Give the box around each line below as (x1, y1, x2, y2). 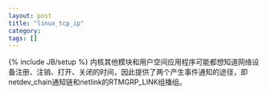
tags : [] (8, 34, 38, 43)
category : (8, 27, 42, 35)
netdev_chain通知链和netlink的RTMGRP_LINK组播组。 (8, 77, 187, 87)
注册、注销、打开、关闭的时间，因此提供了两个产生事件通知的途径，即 (14, 67, 248, 77)
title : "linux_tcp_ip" (8, 19, 84, 27)
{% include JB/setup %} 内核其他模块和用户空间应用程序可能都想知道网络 (8, 57, 253, 67)
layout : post (8, 11, 52, 20)
